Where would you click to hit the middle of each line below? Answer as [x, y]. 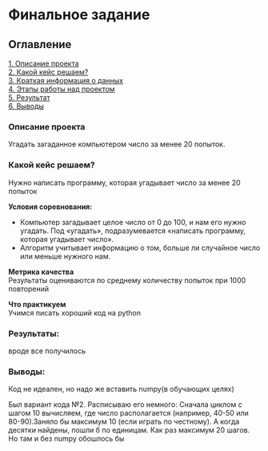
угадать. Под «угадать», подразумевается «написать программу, [133, 231]
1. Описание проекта [44, 63]
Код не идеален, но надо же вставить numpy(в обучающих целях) [121, 389]
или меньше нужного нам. [65, 256]
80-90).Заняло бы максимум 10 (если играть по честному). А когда [124, 421]
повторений [29, 288]
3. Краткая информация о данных [66, 81]
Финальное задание [79, 15]
